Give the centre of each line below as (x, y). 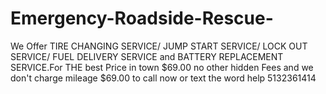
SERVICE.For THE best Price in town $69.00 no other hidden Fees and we (162, 67)
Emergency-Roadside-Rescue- (142, 18)
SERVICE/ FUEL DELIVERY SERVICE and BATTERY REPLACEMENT (147, 56)
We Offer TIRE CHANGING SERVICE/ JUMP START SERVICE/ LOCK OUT (159, 46)
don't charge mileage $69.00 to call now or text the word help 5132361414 (163, 78)
